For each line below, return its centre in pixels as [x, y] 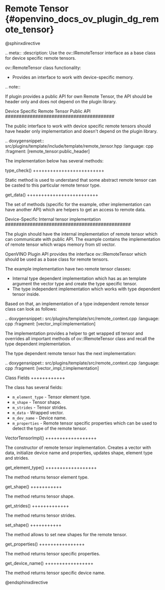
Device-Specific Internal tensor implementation [53, 219]
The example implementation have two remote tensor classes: [68, 269]
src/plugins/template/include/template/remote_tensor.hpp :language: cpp [79, 146]
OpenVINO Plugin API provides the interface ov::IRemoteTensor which [76, 254]
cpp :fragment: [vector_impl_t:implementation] [52, 368]
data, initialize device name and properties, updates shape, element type [79, 453]
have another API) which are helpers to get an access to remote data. [76, 209]
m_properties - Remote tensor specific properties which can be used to [85, 423]
